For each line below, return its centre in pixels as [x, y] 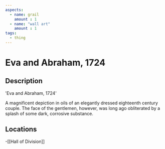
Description [24, 81]
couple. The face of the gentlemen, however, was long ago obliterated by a [83, 108]
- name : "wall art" [30, 24]
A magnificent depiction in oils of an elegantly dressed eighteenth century [81, 103]
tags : [11, 33]
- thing [18, 38]
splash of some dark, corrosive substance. [49, 113]
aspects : [14, 10]
